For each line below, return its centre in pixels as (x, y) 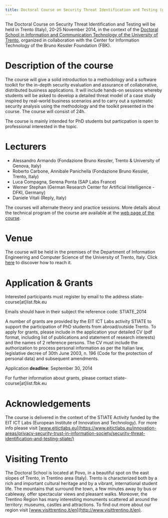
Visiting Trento (37, 459)
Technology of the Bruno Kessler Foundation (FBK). (58, 45)
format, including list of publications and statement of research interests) (80, 337)
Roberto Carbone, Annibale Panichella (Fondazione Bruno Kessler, (80, 171)
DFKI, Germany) (29, 192)
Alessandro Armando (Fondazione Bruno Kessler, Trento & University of (86, 160)
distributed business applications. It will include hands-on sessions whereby (84, 90)
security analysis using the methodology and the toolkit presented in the (79, 106)
